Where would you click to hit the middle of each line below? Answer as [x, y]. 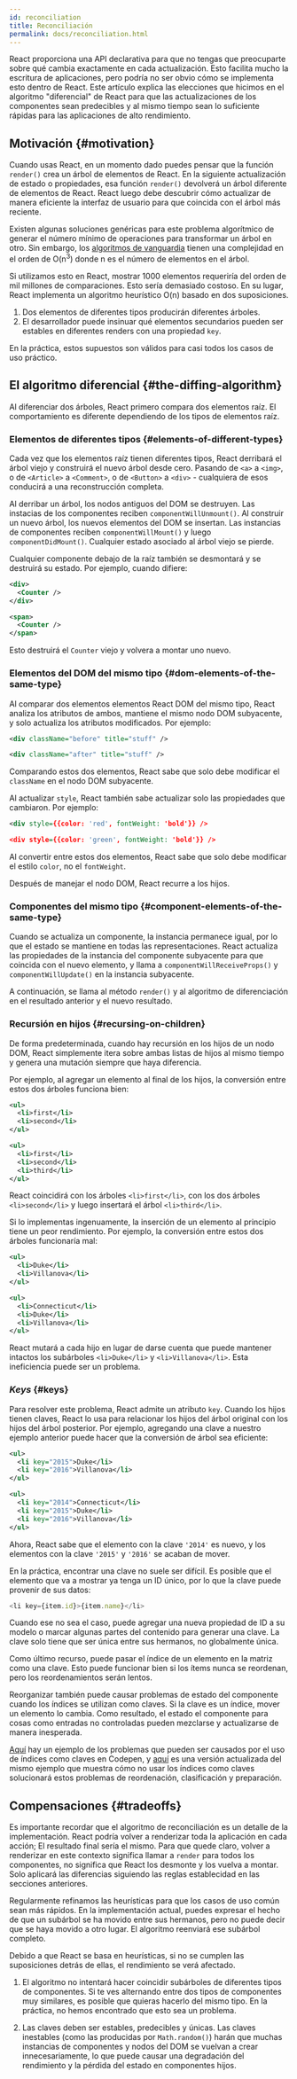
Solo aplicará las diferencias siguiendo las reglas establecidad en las [134, 1874]
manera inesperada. [46, 1732]
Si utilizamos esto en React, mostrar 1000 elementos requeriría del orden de [148, 276]
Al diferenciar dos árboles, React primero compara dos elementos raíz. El [143, 406]
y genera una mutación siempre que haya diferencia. [106, 1062]
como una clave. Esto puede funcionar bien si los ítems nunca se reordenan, [149, 1669]
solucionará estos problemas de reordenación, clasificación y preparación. [145, 1778]
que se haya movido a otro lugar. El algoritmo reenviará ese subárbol [135, 1929]
